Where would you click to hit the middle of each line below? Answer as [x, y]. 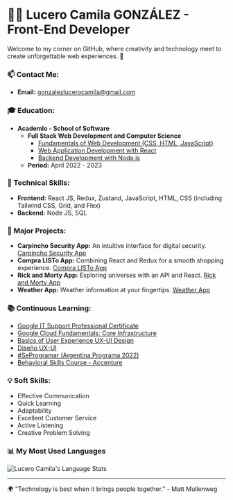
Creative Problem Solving [53, 432]
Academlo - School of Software [63, 128]
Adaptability [34, 410]
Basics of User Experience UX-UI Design [75, 341]
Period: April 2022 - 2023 [65, 165]
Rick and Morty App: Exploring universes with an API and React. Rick [116, 275]
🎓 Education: [31, 111]
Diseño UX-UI [37, 348]
